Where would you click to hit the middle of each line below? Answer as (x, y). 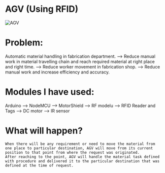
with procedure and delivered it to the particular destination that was (82, 161)
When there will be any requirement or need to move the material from (80, 144)
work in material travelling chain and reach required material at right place (80, 61)
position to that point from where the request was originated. (72, 152)
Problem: (24, 43)
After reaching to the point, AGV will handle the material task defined (82, 157)
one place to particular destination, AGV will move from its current (79, 148)
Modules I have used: (50, 92)
